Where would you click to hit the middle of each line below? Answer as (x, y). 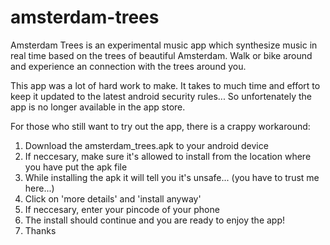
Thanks (40, 230)
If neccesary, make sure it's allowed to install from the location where (168, 156)
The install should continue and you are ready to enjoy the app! (155, 220)
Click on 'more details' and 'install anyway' (113, 198)
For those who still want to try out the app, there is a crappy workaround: (160, 126)
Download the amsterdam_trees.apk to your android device (146, 145)
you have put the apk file (76, 167)
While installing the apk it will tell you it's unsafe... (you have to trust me (172, 177)
